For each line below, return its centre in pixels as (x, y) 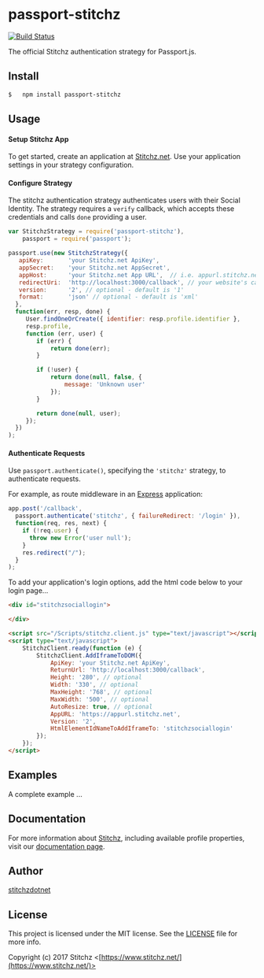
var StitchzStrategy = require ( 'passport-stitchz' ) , (96, 232)
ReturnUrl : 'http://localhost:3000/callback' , (128, 670)
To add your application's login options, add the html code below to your (125, 582)
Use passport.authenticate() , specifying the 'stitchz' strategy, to (117, 471)
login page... (28, 591)
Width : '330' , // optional (94, 685)
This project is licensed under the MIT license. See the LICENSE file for (123, 934)
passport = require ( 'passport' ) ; (77, 239)
